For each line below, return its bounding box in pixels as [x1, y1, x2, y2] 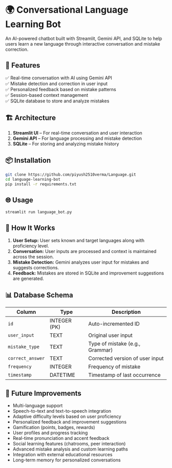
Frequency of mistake [88, 363, 141, 370]
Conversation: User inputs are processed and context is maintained [12, 248, 157, 254]
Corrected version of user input [88, 355, 164, 362]
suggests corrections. [12, 264, 59, 270]
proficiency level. [12, 243, 50, 249]
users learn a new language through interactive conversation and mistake [5, 40, 160, 47]
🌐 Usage [5, 196, 33, 205]
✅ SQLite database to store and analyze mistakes [5, 98, 110, 104]
